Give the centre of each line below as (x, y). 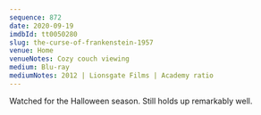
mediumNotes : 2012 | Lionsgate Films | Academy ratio (112, 76)
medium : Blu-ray (39, 68)
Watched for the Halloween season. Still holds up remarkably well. (131, 101)
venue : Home (31, 51)
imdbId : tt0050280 (43, 34)
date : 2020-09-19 (42, 26)
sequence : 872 (36, 17)
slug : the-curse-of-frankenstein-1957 (81, 42)
